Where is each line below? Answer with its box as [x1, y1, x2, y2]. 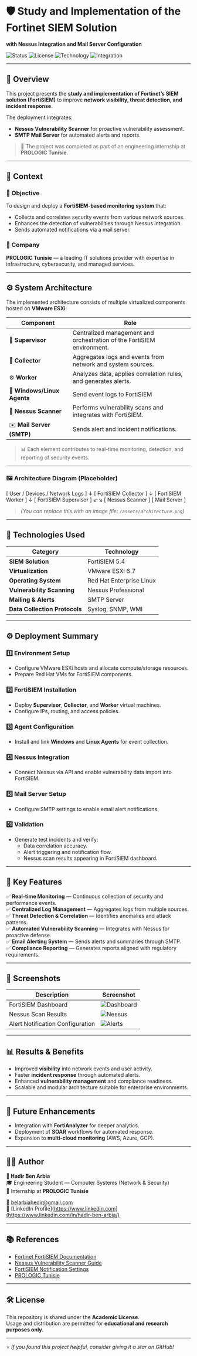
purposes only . [6, 1326, 44, 1333]
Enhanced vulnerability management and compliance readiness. [14, 1077, 173, 1085]
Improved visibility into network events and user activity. [14, 1065, 152, 1072]
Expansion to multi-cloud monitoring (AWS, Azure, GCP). [14, 1134, 155, 1141]
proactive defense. [6, 931, 52, 938]
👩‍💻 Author [6, 1157, 45, 1167]
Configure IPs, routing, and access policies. [14, 707, 120, 714]
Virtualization [9, 567, 48, 575]
